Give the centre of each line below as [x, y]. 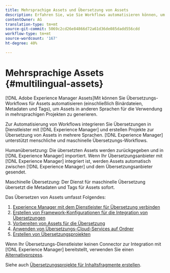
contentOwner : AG [24, 19]
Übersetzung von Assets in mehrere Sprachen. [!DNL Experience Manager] [84, 135]
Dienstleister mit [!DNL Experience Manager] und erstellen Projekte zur [80, 129]
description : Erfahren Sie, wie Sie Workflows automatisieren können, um [85, 15]
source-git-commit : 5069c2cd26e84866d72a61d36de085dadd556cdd [73, 29]
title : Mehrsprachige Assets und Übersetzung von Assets [67, 10]
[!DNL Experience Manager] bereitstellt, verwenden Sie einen [69, 249]
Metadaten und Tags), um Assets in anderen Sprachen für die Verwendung [84, 109]
